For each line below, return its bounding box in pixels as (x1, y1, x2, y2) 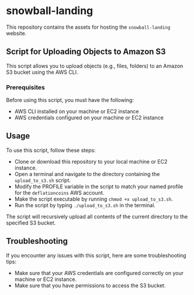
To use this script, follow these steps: (6, 147, 96, 154)
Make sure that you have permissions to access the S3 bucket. (14, 282, 166, 289)
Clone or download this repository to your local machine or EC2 (14, 158, 168, 165)
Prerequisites (6, 83, 45, 91)
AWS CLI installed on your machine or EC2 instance (14, 108, 139, 115)
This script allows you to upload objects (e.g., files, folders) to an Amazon (6, 62, 183, 69)
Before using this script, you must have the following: (6, 97, 134, 104)
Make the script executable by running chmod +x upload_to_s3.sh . (14, 195, 174, 202)
